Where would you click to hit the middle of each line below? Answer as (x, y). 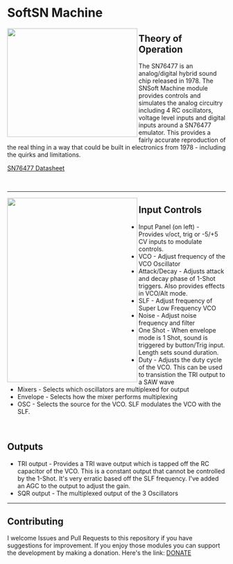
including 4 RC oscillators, (176, 110)
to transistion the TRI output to (182, 374)
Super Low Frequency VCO (177, 308)
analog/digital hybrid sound (178, 73)
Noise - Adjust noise (167, 315)
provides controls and (170, 96)
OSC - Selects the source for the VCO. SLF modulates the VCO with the (119, 404)
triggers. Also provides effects (182, 286)
